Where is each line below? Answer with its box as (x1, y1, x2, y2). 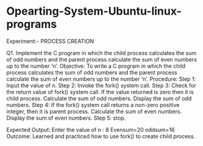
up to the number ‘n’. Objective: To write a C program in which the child (6, 62, 186, 70)
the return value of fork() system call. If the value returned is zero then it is (6, 88, 194, 95)
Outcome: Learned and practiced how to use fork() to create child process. (6, 133, 196, 140)
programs (6, 17, 57, 31)
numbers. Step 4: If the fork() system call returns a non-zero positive (6, 101, 180, 108)
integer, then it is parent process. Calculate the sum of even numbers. (6, 108, 182, 115)
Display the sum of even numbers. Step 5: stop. (6, 114, 126, 122)
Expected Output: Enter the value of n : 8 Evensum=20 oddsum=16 (6, 126, 175, 133)
